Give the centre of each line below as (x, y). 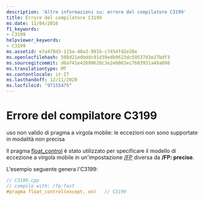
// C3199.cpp (23, 180)
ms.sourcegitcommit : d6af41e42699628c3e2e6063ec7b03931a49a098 (88, 63)
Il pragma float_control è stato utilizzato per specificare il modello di (91, 150)
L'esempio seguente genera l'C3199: (52, 169)
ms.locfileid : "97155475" (39, 86)
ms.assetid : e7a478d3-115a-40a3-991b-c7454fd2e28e (72, 52)
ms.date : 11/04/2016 (33, 23)
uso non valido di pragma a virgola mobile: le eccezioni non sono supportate (102, 132)
